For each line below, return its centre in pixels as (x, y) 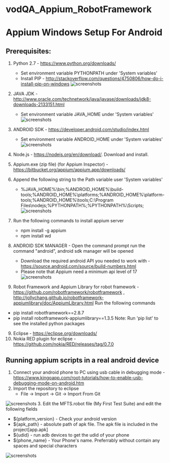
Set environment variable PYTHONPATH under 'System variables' (89, 73)
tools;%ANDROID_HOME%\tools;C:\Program (67, 200)
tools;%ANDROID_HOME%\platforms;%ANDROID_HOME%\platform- (93, 195)
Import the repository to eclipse (46, 388)
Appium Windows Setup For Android (84, 33)
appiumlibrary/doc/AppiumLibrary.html (53, 303)
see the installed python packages (49, 324)
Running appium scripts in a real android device (82, 360)
